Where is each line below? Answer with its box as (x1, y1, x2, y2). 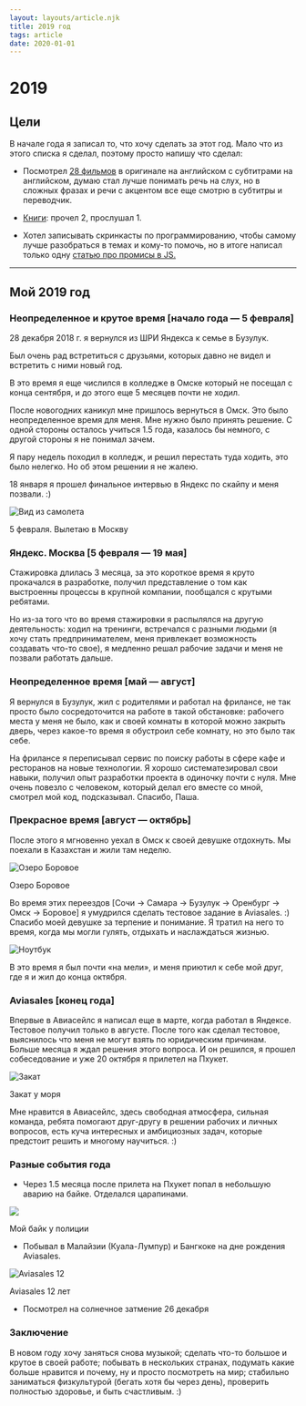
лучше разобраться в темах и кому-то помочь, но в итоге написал (22, 240, 283, 251)
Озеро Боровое (9, 879, 70, 890)
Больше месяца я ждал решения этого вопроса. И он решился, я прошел (9, 1044, 296, 1055)
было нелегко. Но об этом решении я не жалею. (9, 461, 199, 472)
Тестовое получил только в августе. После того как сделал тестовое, (9, 1024, 280, 1035)
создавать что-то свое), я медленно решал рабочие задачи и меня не (9, 643, 284, 654)
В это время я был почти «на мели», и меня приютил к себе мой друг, (9, 961, 284, 972)
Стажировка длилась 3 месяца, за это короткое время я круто (9, 567, 255, 579)
